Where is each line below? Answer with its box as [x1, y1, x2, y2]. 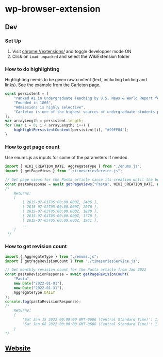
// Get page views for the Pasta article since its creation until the [5, 177, 153, 182]
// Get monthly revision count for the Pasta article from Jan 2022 [5, 268, 147, 272]
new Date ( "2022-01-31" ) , [14, 286, 64, 290]
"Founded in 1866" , [14, 100, 53, 105]
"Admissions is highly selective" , [14, 105, 86, 110]
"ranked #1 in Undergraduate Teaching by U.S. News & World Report [14, 96, 153, 101]
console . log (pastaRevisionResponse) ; [5, 299, 81, 304]
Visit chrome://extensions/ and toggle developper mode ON [12, 48, 132, 54]
